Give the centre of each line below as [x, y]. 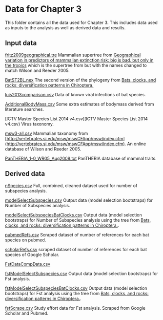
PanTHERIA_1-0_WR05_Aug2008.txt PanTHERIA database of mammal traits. [81, 158]
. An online [135, 144]
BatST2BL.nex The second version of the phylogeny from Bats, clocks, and [81, 80]
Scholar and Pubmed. [27, 313]
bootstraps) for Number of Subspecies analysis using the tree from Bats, [78, 220]
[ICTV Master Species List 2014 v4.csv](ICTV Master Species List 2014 [76, 119]
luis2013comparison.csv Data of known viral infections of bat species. [76, 94]
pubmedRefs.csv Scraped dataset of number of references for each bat [77, 235]
